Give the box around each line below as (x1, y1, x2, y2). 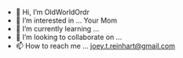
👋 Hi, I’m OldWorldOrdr (15, 8, 90, 16)
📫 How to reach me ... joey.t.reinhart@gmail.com (15, 42, 175, 50)
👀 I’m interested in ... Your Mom (15, 16, 118, 25)
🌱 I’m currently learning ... (15, 24, 100, 33)
